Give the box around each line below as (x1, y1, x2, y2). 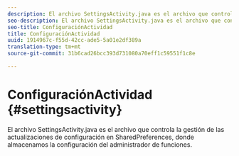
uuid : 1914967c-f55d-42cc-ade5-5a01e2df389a (7, 37, 142, 44)
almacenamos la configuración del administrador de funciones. (7, 140, 193, 149)
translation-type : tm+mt (7, 43, 81, 50)
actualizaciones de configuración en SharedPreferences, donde (7, 133, 194, 141)
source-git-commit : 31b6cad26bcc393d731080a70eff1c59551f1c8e (7, 50, 196, 57)
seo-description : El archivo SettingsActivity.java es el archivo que (7, 17, 221, 24)
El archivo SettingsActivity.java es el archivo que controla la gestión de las (7, 125, 225, 133)
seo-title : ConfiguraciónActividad (7, 23, 113, 30)
